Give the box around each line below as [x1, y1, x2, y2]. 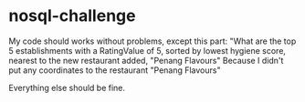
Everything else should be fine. [8, 82, 125, 93]
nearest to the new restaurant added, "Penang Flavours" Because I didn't [8, 55, 284, 66]
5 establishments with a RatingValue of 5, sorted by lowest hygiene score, [8, 45, 287, 56]
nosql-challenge [8, 5, 136, 26]
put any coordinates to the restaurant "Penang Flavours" [8, 65, 221, 76]
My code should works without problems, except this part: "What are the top [8, 36, 297, 46]
